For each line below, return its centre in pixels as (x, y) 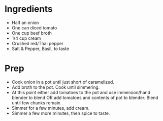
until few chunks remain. (37, 103)
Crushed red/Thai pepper (37, 43)
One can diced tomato (34, 27)
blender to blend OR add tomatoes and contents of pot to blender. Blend (85, 97)
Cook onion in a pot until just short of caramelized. (63, 82)
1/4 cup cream (26, 38)
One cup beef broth (32, 33)
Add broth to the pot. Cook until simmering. (56, 87)
